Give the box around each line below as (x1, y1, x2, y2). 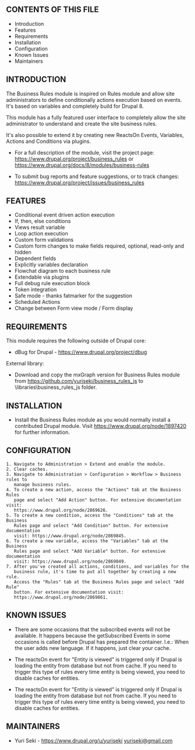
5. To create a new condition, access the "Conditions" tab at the (6, 512, 174, 518)
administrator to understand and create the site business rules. (6, 120, 157, 127)
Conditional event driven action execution (14, 211, 115, 218)
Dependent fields (14, 255, 57, 262)
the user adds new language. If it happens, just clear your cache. (14, 644, 171, 652)
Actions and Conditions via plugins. (6, 138, 92, 145)
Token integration (14, 286, 57, 293)
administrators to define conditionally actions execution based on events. (6, 96, 182, 103)
